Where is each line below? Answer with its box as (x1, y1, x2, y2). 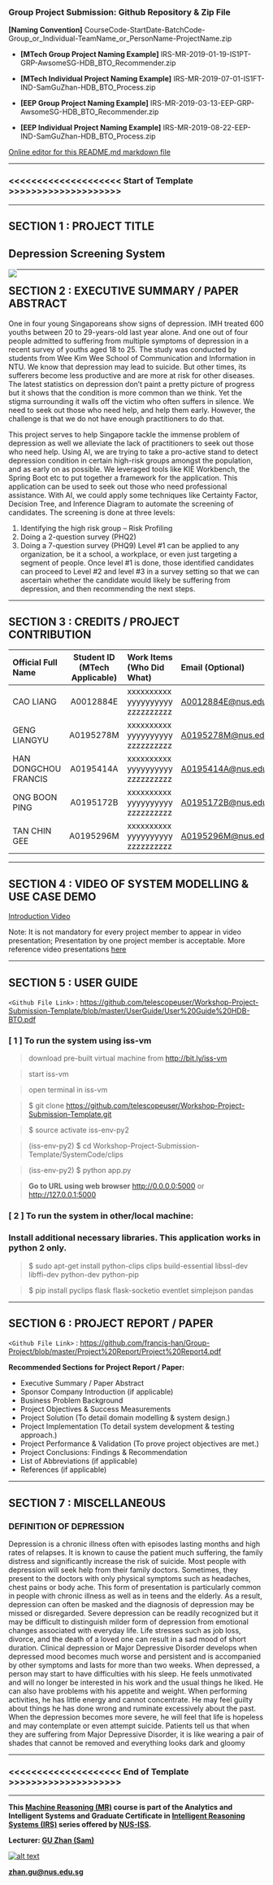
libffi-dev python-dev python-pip (28, 1269, 140, 1279)
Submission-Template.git (28, 1109, 112, 1119)
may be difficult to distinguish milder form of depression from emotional (8, 1617, 249, 1627)
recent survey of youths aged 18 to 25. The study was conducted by (8, 345, 237, 354)
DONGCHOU (12, 763, 62, 775)
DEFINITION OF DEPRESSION (8, 1520, 124, 1531)
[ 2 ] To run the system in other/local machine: (8, 1211, 194, 1222)
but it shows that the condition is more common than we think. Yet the (8, 388, 242, 398)
